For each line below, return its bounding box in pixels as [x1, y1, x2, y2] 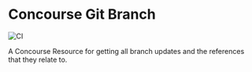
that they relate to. [8, 55, 68, 64]
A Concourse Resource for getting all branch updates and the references [8, 46, 245, 56]
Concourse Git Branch [8, 5, 156, 23]
